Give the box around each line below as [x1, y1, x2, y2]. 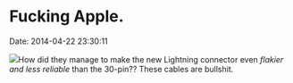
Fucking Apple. [9, 6, 124, 27]
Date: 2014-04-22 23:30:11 [9, 36, 109, 46]
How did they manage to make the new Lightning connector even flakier [18, 54, 284, 64]
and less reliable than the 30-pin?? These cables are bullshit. [9, 63, 234, 74]
